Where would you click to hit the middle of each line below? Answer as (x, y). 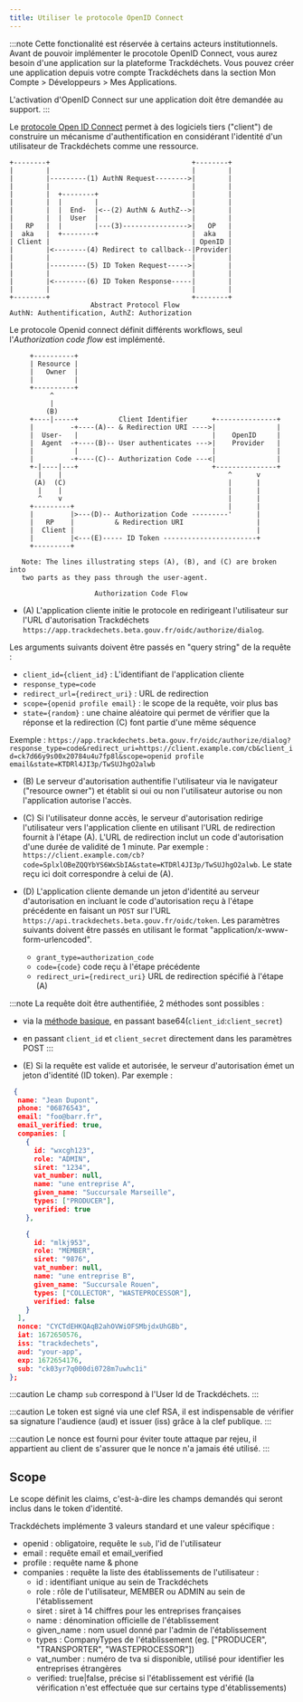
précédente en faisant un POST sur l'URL (96, 910)
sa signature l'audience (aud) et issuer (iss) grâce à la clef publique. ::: (141, 1422)
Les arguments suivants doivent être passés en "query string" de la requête (150, 647)
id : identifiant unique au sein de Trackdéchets (122, 1582)
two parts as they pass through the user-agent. (114, 577)
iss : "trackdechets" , (58, 1344)
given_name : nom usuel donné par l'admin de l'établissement (151, 1631)
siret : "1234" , (62, 1167)
